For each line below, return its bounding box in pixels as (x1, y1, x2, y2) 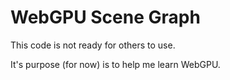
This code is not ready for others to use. (10, 39, 176, 51)
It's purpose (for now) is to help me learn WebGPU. (10, 58, 221, 70)
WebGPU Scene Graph (10, 6, 201, 29)
